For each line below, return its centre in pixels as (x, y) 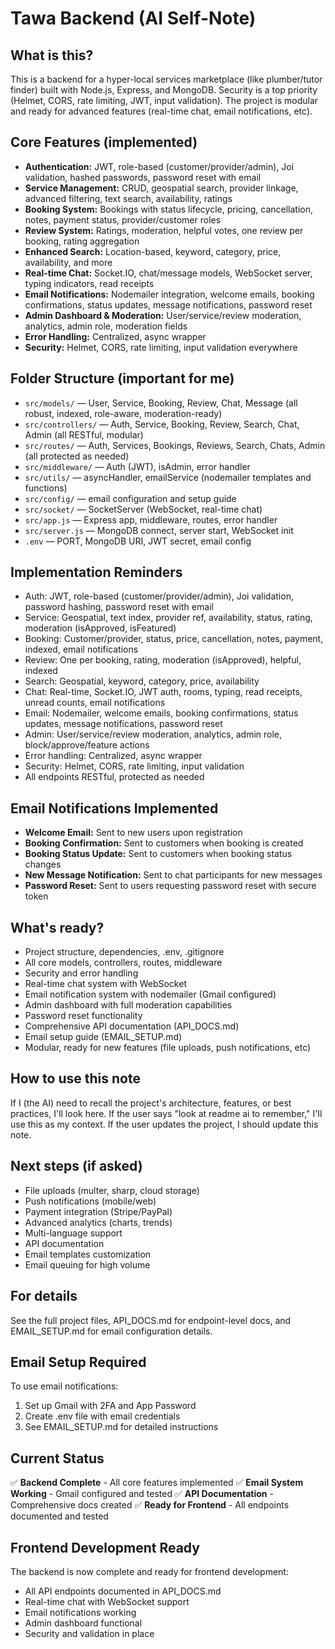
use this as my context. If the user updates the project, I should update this (164, 1124)
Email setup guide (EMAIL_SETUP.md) (103, 1037)
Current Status (57, 1458)
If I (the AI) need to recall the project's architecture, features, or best (151, 1103)
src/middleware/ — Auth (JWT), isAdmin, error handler (137, 466)
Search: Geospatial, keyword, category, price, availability (142, 681)
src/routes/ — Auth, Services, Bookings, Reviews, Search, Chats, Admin (175, 445)
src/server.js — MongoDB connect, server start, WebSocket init (159, 530)
